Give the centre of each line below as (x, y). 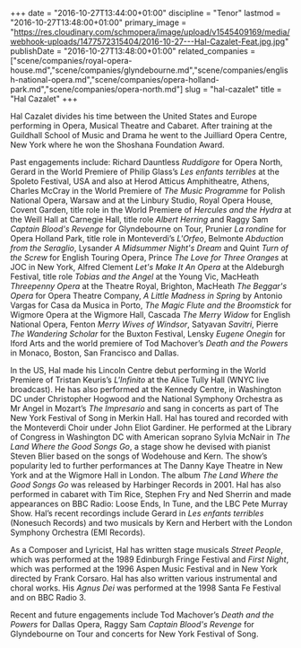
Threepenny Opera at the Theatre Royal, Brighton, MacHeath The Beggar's (149, 286)
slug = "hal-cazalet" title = (233, 89)
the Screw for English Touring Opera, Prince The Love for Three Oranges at (149, 258)
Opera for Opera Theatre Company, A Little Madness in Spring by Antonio (146, 296)
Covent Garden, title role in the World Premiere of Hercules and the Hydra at (151, 210)
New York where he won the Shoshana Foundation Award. (117, 144)
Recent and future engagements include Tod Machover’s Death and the (142, 615)
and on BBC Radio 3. (48, 597)
